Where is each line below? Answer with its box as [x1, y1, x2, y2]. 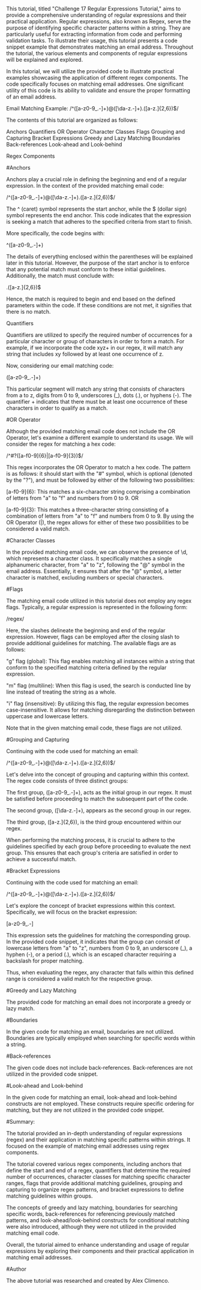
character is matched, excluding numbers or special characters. [6, 574, 164, 581]
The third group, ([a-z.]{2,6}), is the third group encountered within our [6, 818, 182, 826]
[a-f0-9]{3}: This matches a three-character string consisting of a [6, 506, 169, 513]
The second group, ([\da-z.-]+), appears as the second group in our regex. [6, 807, 191, 814]
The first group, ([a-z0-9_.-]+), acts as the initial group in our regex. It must [6, 789, 192, 796]
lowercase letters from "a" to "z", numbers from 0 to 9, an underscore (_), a [6, 944, 193, 952]
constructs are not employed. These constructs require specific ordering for [6, 1100, 194, 1107]
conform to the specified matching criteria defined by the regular [6, 664, 167, 671]
